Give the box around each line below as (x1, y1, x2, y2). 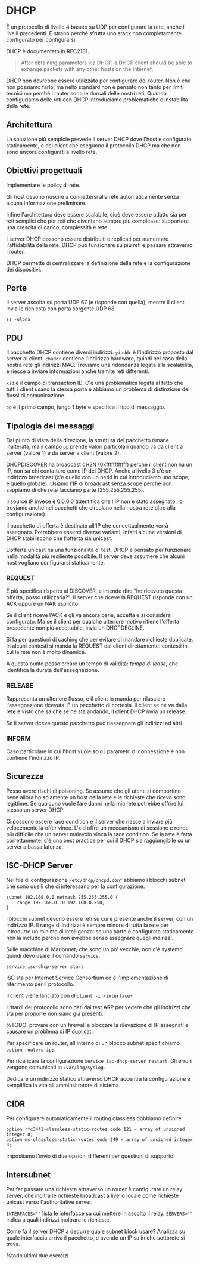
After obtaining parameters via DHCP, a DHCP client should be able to (20, 59, 192, 66)
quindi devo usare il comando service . (6, 952, 101, 959)
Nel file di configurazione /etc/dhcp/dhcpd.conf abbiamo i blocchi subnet (6, 876, 186, 883)
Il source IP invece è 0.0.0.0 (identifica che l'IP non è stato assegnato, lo (6, 498, 183, 505)
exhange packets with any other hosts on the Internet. (20, 65, 154, 72)
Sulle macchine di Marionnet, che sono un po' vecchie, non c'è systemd (6, 945, 183, 952)
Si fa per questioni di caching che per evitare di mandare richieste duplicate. (6, 636, 193, 643)
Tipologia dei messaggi (6, 421, 95, 431)
